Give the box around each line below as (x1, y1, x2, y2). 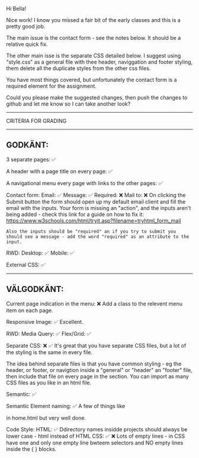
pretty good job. (6, 23, 46, 30)
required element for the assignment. (6, 82, 97, 90)
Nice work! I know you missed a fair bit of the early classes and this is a (6, 17, 181, 23)
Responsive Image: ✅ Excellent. (6, 318, 84, 325)
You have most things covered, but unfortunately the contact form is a (6, 77, 177, 83)
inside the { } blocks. (6, 445, 57, 453)
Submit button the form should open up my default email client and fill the (6, 198, 186, 205)
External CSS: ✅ (6, 261, 46, 268)
